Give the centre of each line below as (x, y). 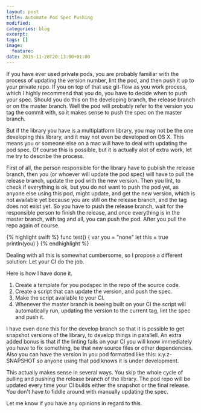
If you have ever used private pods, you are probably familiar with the (93, 74)
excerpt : (17, 34)
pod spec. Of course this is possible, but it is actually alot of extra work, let (99, 150)
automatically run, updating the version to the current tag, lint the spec (103, 311)
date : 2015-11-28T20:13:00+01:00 (48, 57)
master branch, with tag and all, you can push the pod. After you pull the (96, 219)
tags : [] (17, 40)
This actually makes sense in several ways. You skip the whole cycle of (94, 372)
